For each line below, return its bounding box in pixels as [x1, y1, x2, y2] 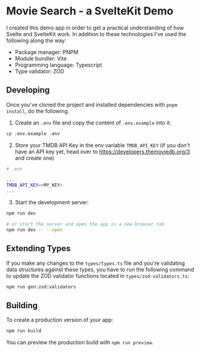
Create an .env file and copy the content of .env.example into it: [14, 119, 172, 126]
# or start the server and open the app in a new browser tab [6, 221, 165, 227]
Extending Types [6, 243, 71, 253]
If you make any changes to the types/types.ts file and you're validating [6, 259, 185, 267]
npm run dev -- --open [6, 226, 63, 232]
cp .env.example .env [6, 130, 60, 136]
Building [6, 300, 38, 311]
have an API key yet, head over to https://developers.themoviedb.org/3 [14, 148, 190, 155]
